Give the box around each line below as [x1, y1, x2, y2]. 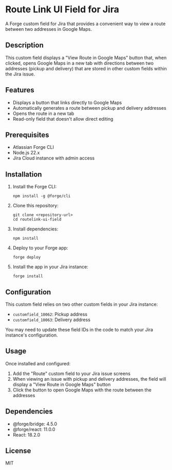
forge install [12, 273, 43, 279]
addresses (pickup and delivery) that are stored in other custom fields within [5, 65, 167, 71]
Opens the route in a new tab [12, 110, 74, 116]
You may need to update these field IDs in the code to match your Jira [5, 327, 153, 332]
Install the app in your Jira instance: [12, 264, 88, 270]
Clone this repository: [12, 203, 59, 209]
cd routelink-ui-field [12, 217, 62, 222]
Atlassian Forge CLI [12, 144, 54, 150]
